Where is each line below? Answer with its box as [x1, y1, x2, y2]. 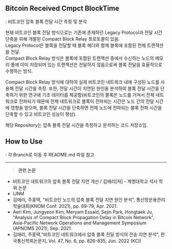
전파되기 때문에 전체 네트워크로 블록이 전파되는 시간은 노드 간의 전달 [18, 98, 155, 104]
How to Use [5, 137, 43, 146]
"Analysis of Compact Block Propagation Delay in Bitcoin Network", [12, 214, 155, 220]
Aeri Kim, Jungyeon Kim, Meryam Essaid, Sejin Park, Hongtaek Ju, [12, 208, 154, 215]
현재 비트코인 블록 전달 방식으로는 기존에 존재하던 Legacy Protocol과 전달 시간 [5, 29, 163, 35]
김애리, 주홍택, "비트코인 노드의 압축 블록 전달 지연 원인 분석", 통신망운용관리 [12, 197, 165, 203]
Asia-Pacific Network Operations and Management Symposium [12, 220, 147, 226]
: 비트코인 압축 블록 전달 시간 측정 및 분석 [5, 18, 87, 25]
